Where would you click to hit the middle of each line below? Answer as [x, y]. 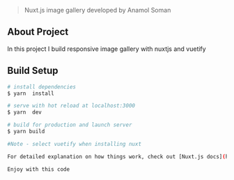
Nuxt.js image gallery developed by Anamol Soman [97, 10]
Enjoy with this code [39, 169]
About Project [38, 32]
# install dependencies [42, 87]
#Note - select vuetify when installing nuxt [74, 144]
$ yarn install [31, 93]
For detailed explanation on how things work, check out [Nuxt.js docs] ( [117, 156]
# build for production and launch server [70, 125]
